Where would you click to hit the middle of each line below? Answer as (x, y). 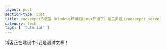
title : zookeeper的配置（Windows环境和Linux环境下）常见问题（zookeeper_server (83, 19)
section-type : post (25, 14)
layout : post (19, 10)
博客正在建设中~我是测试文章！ (37, 43)
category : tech (21, 23)
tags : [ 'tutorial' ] (27, 28)
